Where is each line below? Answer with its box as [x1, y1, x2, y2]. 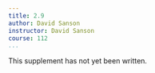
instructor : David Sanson [8, 26, 94, 34]
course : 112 [8, 34, 48, 43]
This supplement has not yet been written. [8, 56, 148, 66]
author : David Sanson [8, 19, 81, 27]
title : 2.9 [8, 11, 45, 20]
